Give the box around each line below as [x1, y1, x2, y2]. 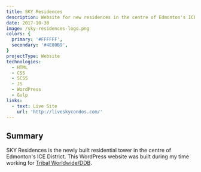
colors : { [6, 31, 31, 37]
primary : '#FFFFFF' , [11, 36, 63, 42]
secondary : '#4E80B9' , [11, 42, 68, 48]
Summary [6, 131, 44, 141]
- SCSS [11, 75, 28, 81]
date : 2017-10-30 [6, 20, 50, 26]
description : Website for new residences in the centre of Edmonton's [6, 14, 186, 20]
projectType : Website [6, 53, 60, 59]
